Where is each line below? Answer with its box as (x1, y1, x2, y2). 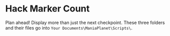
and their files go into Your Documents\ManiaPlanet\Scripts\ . (5, 24, 133, 30)
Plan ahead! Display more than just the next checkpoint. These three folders (5, 19, 165, 25)
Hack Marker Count (5, 3, 90, 14)
